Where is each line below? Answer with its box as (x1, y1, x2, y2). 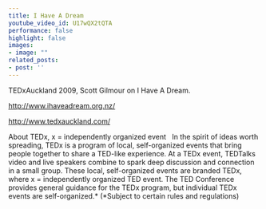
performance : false (8, 26, 73, 34)
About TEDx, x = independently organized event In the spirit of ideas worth (8, 132, 259, 141)
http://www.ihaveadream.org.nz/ (8, 101, 116, 110)
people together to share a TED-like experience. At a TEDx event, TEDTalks (8, 148, 256, 158)
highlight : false (8, 34, 66, 42)
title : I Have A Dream (8, 11, 84, 20)
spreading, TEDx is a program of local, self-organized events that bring (8, 140, 242, 150)
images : (8, 41, 34, 49)
